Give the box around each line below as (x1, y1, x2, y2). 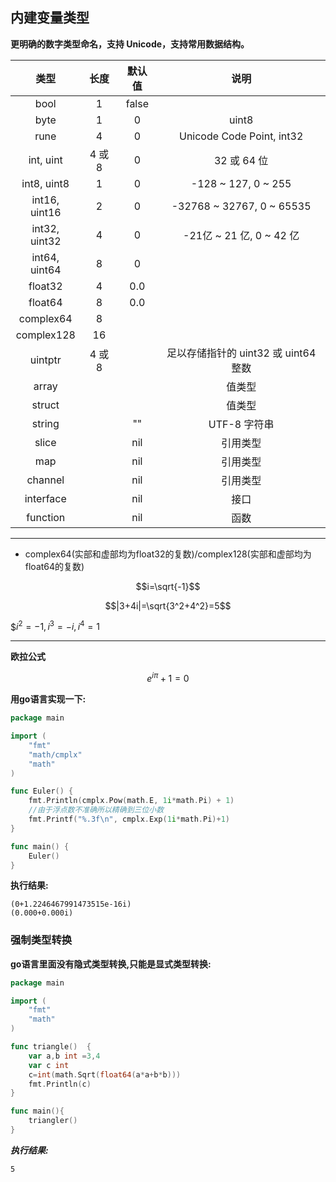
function (26, 510, 66, 524)
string (31, 416, 60, 430)
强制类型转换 (10, 933, 73, 947)
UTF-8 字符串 (208, 417, 275, 431)
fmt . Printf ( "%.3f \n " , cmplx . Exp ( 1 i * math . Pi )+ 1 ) (28, 814, 230, 824)
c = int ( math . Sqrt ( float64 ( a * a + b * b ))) (28, 1069, 182, 1080)
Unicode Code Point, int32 (178, 129, 304, 143)
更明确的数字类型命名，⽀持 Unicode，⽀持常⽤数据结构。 (10, 38, 250, 50)
